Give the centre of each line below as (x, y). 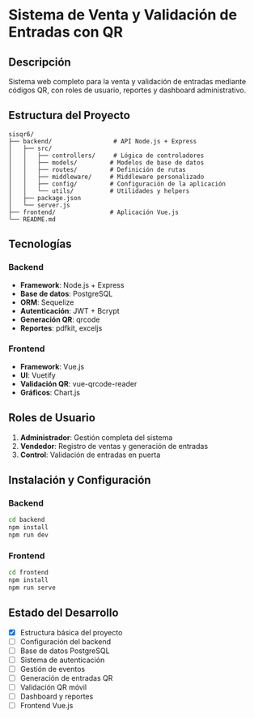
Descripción (40, 62)
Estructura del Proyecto (70, 115)
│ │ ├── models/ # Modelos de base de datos (106, 162)
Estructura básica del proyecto (71, 632)
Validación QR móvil (53, 687)
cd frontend (28, 573)
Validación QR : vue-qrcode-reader (78, 383)
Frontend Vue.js (47, 706)
